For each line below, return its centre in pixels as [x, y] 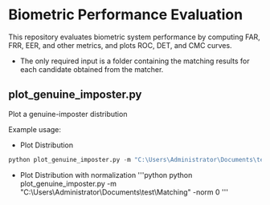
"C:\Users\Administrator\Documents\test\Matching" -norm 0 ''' [124, 192]
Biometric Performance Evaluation [126, 15]
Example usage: [35, 129]
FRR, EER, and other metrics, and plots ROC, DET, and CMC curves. [120, 45]
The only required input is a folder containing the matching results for [135, 61]
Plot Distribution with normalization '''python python [106, 175]
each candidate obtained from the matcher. [92, 69]
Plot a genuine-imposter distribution [68, 114]
